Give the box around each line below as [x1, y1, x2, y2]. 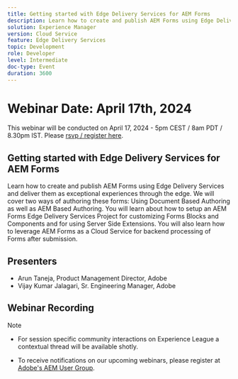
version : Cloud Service [7, 30, 78, 38]
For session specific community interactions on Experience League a [17, 334, 220, 343]
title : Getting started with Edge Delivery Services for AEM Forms [7, 10, 211, 18]
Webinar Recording [7, 302, 94, 314]
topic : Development [7, 43, 65, 50]
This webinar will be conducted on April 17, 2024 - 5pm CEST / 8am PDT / [7, 123, 223, 132]
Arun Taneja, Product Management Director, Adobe [17, 274, 168, 282]
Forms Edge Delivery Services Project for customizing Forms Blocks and [7, 212, 220, 221]
